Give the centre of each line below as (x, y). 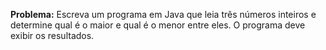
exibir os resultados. (52, 35)
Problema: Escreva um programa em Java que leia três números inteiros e (163, 14)
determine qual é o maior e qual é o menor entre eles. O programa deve (158, 25)
